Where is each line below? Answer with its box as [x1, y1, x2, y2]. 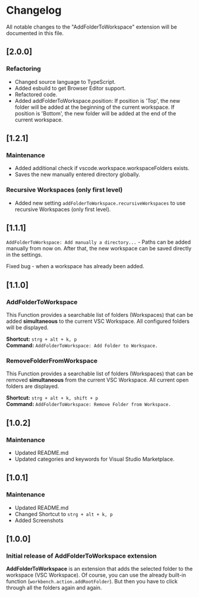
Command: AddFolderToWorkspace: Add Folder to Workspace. [6, 342, 159, 349]
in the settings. [6, 251, 43, 259]
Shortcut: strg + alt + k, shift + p [6, 394, 99, 401]
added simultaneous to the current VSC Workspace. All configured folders [6, 318, 190, 325]
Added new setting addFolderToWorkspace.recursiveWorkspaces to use [14, 199, 186, 206]
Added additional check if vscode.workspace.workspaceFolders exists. [14, 165, 190, 172]
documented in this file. [6, 29, 64, 36]
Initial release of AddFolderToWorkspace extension [6, 552, 157, 560]
